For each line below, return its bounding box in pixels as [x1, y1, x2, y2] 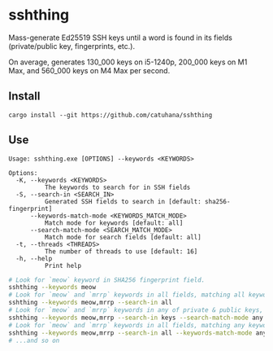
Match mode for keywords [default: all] [44, 218, 184, 227]
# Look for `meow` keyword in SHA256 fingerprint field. [8, 275, 206, 284]
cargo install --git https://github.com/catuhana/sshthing [8, 111, 213, 119]
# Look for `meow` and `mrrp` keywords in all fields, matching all [8, 291, 245, 299]
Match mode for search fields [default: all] [44, 233, 201, 241]
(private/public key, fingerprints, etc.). [8, 41, 136, 50]
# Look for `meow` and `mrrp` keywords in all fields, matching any [8, 321, 245, 329]
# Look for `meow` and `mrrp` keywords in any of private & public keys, [8, 306, 264, 314]
